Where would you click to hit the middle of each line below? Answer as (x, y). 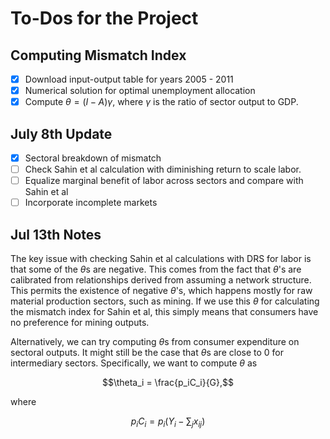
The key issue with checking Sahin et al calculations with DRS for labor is (161, 259)
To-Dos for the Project (104, 18)
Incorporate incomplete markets (91, 203)
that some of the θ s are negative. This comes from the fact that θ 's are (156, 269)
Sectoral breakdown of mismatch (93, 158)
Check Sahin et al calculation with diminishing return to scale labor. (163, 169)
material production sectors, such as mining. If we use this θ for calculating (165, 301)
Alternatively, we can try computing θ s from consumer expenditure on (155, 342)
